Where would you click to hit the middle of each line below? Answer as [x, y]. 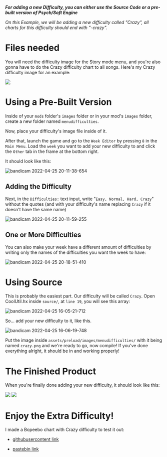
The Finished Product [51, 371]
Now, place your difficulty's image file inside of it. [56, 131]
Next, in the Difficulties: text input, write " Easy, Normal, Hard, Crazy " [79, 199]
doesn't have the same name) [36, 209]
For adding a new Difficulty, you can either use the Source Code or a [78, 7]
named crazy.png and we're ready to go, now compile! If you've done [77, 346]
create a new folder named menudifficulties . [52, 121]
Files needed [32, 48]
